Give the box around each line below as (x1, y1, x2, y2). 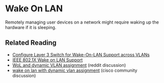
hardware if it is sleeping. (5, 24, 57, 30)
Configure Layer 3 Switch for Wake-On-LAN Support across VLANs (12, 52, 150, 57)
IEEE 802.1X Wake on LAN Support (12, 57, 83, 63)
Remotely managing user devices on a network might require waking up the (5, 19, 159, 25)
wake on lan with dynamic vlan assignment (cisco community (12, 67, 137, 73)
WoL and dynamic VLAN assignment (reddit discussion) (12, 62, 126, 68)
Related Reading (5, 39, 57, 47)
